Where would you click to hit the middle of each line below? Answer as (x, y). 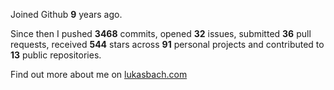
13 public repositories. (56, 55)
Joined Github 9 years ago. (66, 14)
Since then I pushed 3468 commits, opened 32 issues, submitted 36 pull (161, 33)
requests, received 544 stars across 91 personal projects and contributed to (167, 44)
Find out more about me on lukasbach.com (99, 74)
